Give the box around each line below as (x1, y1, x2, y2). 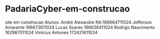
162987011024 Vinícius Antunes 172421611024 (5, 29, 98, 35)
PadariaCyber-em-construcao (5, 3, 130, 14)
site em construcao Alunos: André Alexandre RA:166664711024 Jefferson (5, 19, 152, 25)
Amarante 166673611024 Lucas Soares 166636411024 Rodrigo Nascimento (5, 24, 156, 30)
